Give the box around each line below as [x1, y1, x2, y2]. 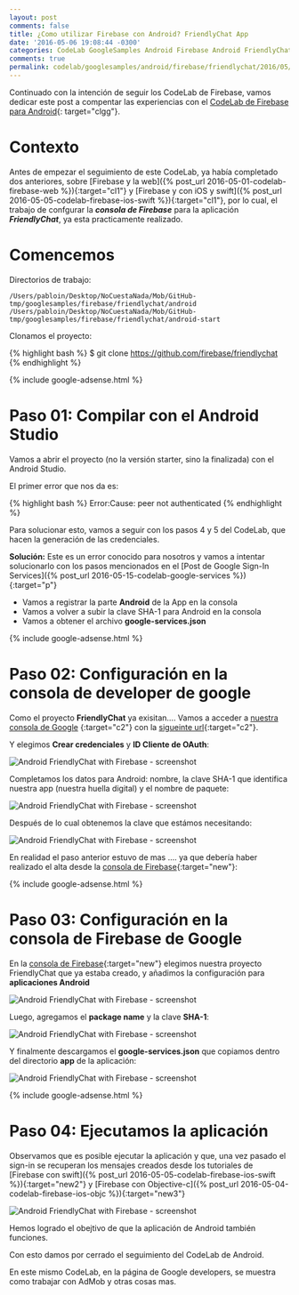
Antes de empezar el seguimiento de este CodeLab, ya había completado [9, 166, 279, 177]
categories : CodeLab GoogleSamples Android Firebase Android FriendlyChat [9, 46, 293, 55]
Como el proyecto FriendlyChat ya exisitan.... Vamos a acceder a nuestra [9, 712, 279, 723]
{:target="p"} [9, 579, 58, 590]
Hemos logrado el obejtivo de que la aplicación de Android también [9, 1222, 256, 1233]
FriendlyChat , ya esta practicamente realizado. [9, 213, 183, 224]
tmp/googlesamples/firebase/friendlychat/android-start [9, 315, 221, 324]
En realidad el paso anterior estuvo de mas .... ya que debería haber [9, 851, 258, 863]
